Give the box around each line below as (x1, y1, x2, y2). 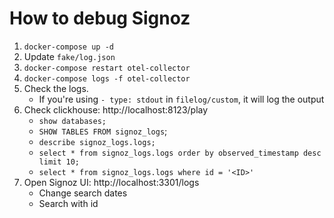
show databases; (38, 116, 107, 126)
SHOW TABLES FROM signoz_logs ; (38, 125, 168, 137)
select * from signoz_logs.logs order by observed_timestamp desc (38, 148, 322, 158)
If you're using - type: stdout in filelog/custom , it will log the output (38, 93, 325, 105)
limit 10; (38, 157, 81, 167)
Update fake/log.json (23, 50, 116, 62)
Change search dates (38, 187, 128, 199)
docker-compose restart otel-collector (23, 63, 191, 73)
